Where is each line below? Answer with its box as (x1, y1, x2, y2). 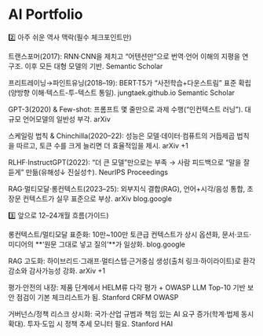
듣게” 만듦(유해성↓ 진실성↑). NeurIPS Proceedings (8, 167, 169, 177)
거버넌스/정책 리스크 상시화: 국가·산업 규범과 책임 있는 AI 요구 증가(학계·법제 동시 (8, 309, 254, 319)
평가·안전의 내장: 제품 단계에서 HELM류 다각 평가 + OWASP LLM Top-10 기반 (8, 283, 246, 292)
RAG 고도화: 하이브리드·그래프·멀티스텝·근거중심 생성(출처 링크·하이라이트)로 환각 (8, 256, 256, 265)
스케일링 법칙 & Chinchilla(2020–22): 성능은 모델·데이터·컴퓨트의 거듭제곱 (8, 131, 236, 141)
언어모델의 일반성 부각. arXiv (22, 114, 111, 123)
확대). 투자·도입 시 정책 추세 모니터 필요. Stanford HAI (8, 319, 174, 328)
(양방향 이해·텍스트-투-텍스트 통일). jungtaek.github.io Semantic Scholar (8, 88, 236, 97)
